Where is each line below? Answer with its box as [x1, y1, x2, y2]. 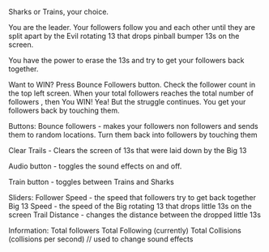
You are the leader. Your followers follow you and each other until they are [8, 23, 255, 32]
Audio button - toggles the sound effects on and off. [8, 161, 182, 171]
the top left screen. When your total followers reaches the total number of [8, 88, 254, 98]
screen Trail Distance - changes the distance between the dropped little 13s [8, 210, 262, 220]
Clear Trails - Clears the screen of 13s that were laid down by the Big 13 [8, 146, 247, 155]
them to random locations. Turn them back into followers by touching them [8, 130, 258, 139]
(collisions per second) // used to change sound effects [8, 234, 194, 244]
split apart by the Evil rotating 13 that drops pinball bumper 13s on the [8, 32, 240, 41]
